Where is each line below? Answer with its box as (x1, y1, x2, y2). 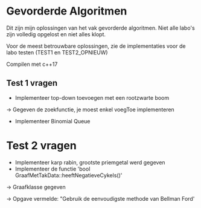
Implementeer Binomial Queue (14, 117, 91, 125)
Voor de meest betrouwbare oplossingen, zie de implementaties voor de (6, 42, 186, 50)
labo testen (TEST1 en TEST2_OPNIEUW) (6, 48, 108, 56)
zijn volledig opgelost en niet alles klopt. (6, 30, 106, 37)
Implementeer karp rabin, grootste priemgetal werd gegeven (14, 158, 165, 166)
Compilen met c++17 (6, 60, 58, 68)
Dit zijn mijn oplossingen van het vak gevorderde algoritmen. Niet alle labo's (6, 24, 195, 31)
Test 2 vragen (6, 138, 77, 152)
